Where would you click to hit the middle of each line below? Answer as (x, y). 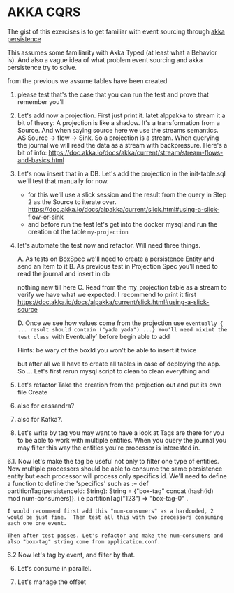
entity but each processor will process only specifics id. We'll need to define (117, 476)
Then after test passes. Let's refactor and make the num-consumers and (115, 536)
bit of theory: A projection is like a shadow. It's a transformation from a (118, 122)
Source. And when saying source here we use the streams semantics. (118, 130)
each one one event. (37, 523)
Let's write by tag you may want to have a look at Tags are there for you (120, 433)
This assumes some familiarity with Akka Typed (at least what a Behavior (112, 52)
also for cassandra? (46, 406)
